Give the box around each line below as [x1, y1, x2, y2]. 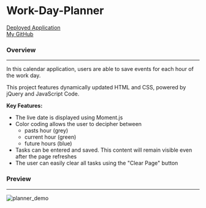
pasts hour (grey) [24, 127, 69, 135]
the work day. [6, 72, 41, 80]
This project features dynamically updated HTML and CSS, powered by [6, 84, 186, 91]
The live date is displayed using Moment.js [15, 114, 123, 121]
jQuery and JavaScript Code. [6, 90, 80, 98]
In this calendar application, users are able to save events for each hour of [6, 65, 194, 73]
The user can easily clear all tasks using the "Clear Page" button [15, 160, 178, 167]
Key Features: [6, 102, 43, 110]
